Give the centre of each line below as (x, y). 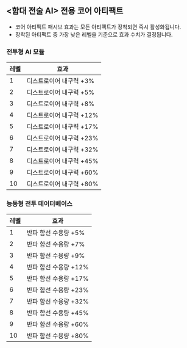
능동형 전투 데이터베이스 (40, 204)
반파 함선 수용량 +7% (56, 244)
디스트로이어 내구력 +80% (62, 184)
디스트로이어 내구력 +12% (62, 115)
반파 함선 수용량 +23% (58, 290)
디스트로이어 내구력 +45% (62, 161)
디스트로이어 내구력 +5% (60, 92)
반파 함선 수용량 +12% (58, 267)
